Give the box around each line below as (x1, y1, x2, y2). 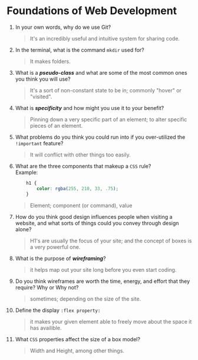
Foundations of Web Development (6, 4, 177, 18)
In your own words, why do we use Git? (15, 24, 111, 31)
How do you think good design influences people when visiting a (15, 213, 173, 220)
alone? (15, 225, 32, 233)
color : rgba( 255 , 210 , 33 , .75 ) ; (37, 185, 119, 192)
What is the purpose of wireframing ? (15, 255, 106, 262)
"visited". (29, 93, 52, 100)
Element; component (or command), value (29, 202, 133, 209)
